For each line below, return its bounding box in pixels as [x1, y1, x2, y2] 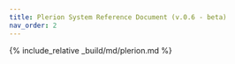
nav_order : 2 [9, 21, 57, 30]
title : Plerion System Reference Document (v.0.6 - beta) [9, 12, 227, 22]
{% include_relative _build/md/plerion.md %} [9, 45, 172, 55]
